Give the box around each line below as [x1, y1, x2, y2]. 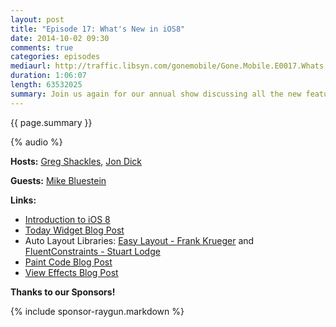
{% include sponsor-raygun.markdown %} [10, 305, 185, 317]
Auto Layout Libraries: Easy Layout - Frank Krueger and [24, 234, 255, 246]
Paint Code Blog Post [24, 256, 113, 268]
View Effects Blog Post [24, 266, 119, 278]
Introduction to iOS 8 [24, 213, 111, 225]
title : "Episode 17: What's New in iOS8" [10, 24, 186, 34]
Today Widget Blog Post [24, 224, 125, 236]
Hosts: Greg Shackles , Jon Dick [10, 155, 143, 167]
